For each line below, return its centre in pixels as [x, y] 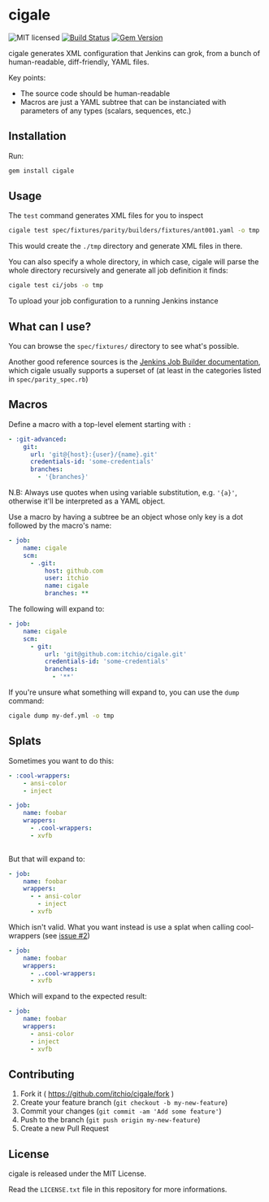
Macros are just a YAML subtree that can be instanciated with [123, 102]
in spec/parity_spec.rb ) [48, 379]
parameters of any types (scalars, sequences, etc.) [106, 111]
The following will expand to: [56, 609]
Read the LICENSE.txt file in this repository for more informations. [118, 1190]
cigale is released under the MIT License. [78, 1174]
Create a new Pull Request [65, 1129]
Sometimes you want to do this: [61, 760]
